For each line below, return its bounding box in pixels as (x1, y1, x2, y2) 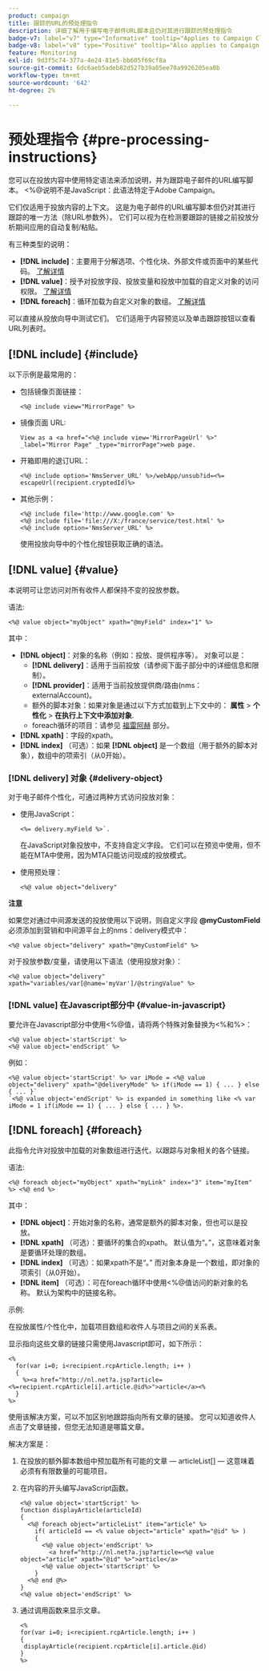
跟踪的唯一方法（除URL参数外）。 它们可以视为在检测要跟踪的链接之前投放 (8, 212, 252, 222)
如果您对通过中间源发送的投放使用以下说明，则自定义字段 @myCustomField (8, 916, 261, 925)
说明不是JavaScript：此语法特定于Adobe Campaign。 (42, 185, 220, 195)
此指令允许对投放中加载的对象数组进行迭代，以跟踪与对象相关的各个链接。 (8, 1146, 254, 1155)
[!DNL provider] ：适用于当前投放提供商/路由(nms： (31, 680, 203, 690)
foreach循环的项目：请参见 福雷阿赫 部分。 (31, 720, 175, 730)
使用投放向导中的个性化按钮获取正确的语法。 (19, 539, 168, 549)
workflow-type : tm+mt (8, 71, 81, 79)
